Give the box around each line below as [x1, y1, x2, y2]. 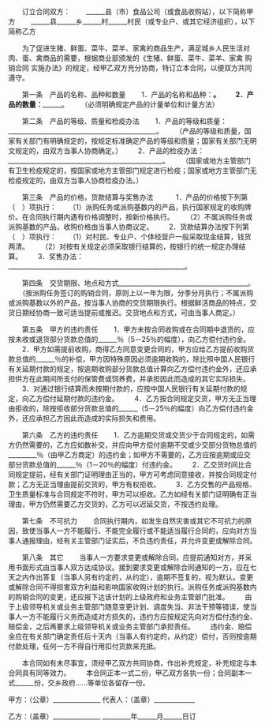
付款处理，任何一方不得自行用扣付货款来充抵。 [8, 642, 160, 651]
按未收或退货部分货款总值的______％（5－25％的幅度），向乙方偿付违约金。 [8, 335, 251, 343]
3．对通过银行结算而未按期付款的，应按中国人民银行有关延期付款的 [21, 384, 241, 393]
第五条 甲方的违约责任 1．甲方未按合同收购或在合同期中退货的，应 [21, 325, 255, 334]
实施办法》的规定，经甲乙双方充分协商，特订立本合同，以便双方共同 [30, 63, 252, 73]
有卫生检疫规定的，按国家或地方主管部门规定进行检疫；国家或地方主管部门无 [8, 166, 257, 175]
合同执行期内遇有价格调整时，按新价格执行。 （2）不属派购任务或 [28, 212, 253, 221]
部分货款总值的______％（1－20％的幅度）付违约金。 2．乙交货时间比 [8, 460, 245, 469]
